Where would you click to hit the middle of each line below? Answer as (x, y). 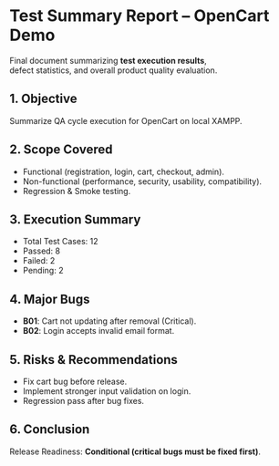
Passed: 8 (41, 251)
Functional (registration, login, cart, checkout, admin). (124, 171)
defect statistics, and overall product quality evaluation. (114, 70)
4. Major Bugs (50, 299)
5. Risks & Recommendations (93, 360)
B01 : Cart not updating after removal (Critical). (109, 321)
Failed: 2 (39, 261)
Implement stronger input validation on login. (107, 391)
